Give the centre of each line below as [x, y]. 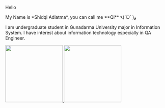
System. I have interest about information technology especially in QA [78, 33]
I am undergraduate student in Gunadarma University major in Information [83, 27]
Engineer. [15, 38]
